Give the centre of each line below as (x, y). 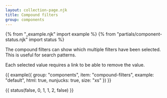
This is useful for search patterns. (41, 55)
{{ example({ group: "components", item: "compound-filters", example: (80, 75)
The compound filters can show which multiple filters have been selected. (83, 50)
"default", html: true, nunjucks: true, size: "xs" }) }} (58, 81)
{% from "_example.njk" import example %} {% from (61, 34)
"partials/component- (139, 34)
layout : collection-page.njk (36, 10)
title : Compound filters (32, 15)
